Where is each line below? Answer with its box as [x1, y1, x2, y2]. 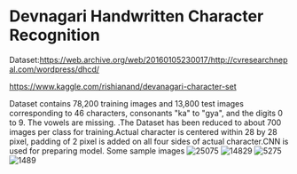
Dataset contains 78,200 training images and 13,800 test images [9, 98, 244, 108]
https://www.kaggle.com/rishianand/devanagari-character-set [9, 81, 237, 91]
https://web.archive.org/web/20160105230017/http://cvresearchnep [39, 54, 288, 65]
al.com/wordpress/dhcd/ [9, 64, 100, 75]
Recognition [9, 25, 100, 45]
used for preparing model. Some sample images [9, 145, 185, 156]
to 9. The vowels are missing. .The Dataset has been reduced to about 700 [9, 117, 282, 128]
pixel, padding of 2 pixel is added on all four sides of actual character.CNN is [9, 136, 289, 146]
